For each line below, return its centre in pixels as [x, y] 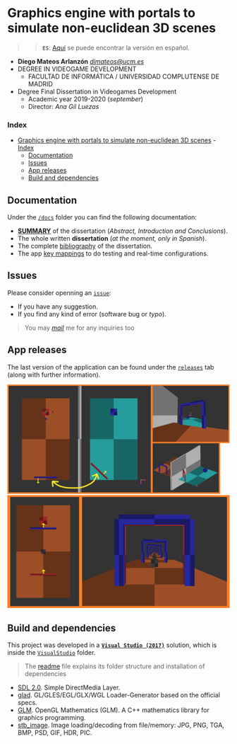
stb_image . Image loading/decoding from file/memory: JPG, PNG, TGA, [121, 725]
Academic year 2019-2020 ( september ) [85, 99]
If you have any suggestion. [58, 307]
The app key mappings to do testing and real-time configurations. [113, 253]
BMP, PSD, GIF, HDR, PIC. [55, 733]
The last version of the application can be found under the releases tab [111, 367]
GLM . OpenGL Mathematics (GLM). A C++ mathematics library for [114, 710]
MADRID [40, 84]
